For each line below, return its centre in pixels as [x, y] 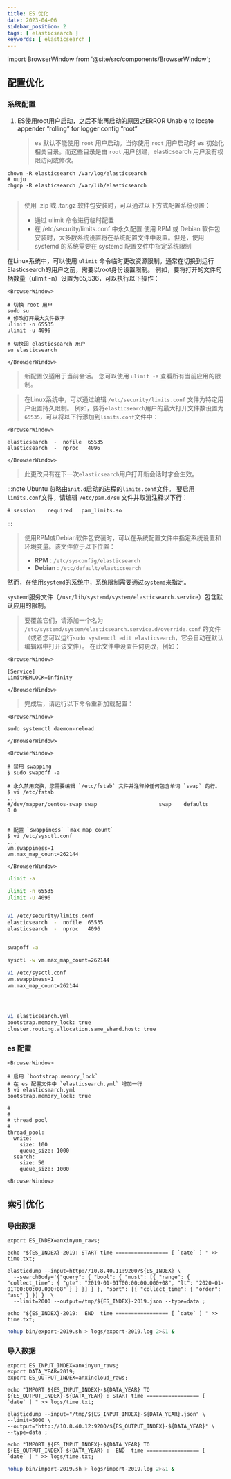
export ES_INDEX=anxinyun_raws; [54, 1241]
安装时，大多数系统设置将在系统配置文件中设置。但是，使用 [119, 237]
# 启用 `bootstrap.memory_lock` [53, 1077]
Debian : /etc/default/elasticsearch [88, 567]
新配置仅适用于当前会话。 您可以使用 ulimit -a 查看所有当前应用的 [120, 376]
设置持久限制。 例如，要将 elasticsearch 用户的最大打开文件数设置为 [127, 408]
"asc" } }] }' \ [30, 1296]
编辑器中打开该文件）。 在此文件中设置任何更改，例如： [102, 646]
